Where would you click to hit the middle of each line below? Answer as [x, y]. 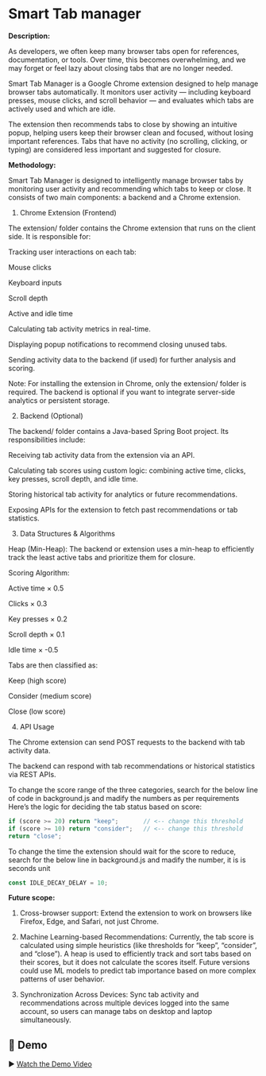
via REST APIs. [33, 774]
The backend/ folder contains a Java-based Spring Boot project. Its [118, 431]
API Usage [37, 726]
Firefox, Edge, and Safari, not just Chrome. [89, 922]
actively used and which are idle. [62, 109]
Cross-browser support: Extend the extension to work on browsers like [136, 913]
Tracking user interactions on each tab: [72, 252]
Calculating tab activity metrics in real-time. [79, 329]
